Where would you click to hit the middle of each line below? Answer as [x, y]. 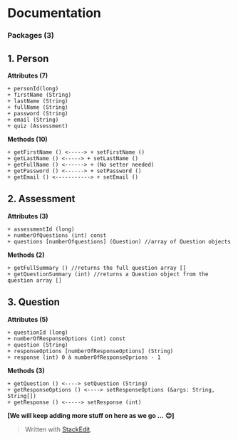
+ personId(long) [33, 88]
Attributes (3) [28, 216]
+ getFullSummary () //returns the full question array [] [97, 268]
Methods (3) [26, 370]
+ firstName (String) [40, 95]
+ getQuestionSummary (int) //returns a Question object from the [108, 274]
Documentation [55, 13]
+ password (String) [38, 113]
